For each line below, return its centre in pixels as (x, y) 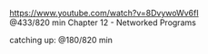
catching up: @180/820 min (61, 40)
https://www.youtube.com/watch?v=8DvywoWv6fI (104, 13)
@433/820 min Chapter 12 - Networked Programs (103, 22)
